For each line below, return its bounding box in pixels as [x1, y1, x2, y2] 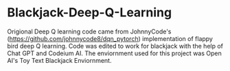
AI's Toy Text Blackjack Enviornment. [7, 56, 112, 64]
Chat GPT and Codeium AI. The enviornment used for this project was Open [7, 49, 222, 57]
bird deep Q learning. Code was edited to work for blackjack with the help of [7, 42, 224, 50]
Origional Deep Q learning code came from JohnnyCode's [7, 27, 172, 35]
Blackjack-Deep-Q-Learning [7, 5, 172, 20]
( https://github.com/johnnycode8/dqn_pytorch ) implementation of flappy [7, 34, 213, 42]
